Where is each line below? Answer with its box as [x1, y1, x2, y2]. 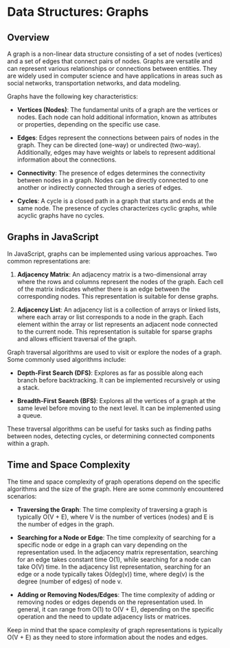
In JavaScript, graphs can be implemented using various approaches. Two [7, 249, 218, 258]
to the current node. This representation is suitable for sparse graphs [16, 327, 213, 336]
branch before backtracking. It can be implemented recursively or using [16, 376, 220, 384]
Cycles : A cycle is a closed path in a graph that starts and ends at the [16, 197, 214, 205]
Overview [7, 32, 50, 43]
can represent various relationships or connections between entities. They [7, 65, 218, 72]
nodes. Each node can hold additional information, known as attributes [16, 113, 218, 121]
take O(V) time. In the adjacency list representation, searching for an [16, 562, 211, 571]
